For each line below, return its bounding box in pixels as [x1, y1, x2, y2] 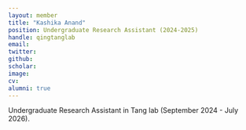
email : [8, 41, 30, 49]
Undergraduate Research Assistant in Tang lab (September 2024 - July [8, 106, 239, 115]
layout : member [8, 11, 58, 20]
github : [8, 56, 34, 63]
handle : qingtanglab [8, 33, 76, 42]
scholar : [8, 63, 37, 70]
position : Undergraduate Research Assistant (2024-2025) [8, 26, 199, 34]
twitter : [8, 48, 37, 56]
